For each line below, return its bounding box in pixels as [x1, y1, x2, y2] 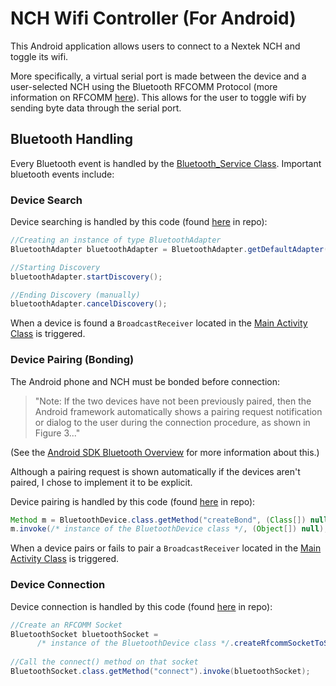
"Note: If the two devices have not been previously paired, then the [34, 395, 312, 407]
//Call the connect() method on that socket [10, 657, 199, 667]
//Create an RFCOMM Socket [10, 620, 123, 630]
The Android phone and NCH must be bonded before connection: [10, 375, 281, 387]
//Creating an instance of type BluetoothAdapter [10, 235, 222, 246]
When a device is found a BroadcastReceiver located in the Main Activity [10, 317, 308, 329]
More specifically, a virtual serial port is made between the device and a [10, 70, 307, 82]
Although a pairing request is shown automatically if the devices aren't [10, 465, 301, 477]
